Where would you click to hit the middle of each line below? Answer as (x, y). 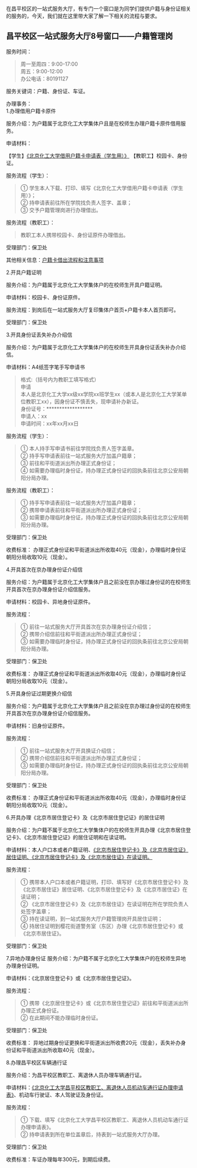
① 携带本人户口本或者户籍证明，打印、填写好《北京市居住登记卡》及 (104, 882)
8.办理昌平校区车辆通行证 (37, 1062)
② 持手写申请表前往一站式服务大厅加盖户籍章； (79, 455)
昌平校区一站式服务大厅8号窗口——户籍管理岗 (89, 36)
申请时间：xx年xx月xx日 (50, 423)
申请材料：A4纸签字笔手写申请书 (45, 367)
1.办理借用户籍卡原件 (31, 111)
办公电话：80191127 (44, 79)
